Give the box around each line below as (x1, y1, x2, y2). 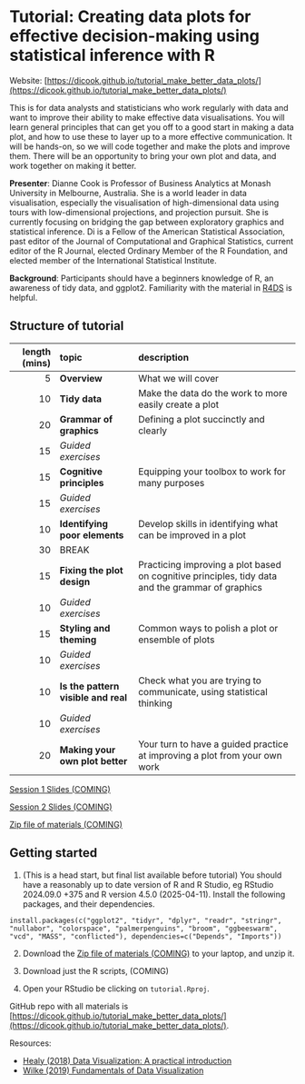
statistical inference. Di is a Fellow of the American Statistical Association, (9, 225, 286, 237)
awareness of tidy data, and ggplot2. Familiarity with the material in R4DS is (9, 282, 292, 293)
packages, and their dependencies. (22, 898, 155, 910)
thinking (137, 697, 172, 710)
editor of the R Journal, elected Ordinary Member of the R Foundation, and (9, 245, 289, 256)
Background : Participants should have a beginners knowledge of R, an (9, 273, 274, 283)
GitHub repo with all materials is (9, 1000, 129, 1011)
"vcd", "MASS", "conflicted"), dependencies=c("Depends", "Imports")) (9, 931, 282, 941)
